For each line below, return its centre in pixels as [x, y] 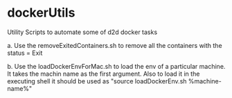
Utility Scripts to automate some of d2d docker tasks [82, 32]
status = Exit [25, 53]
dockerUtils [41, 13]
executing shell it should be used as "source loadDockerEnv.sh [97, 81]
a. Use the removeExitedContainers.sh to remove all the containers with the [115, 45]
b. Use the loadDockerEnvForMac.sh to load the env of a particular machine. [116, 66]
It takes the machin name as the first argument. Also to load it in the [104, 74]
